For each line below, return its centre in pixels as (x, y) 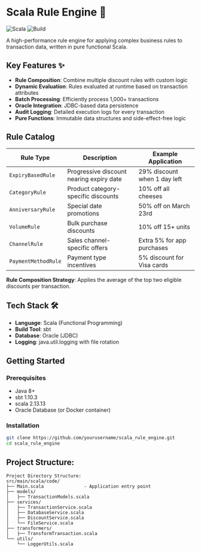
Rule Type (35, 157)
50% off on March (164, 206)
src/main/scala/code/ (33, 481)
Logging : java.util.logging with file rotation (67, 342)
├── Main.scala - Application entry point (79, 486)
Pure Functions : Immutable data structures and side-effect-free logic (100, 118)
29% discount (158, 171)
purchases (153, 248)
